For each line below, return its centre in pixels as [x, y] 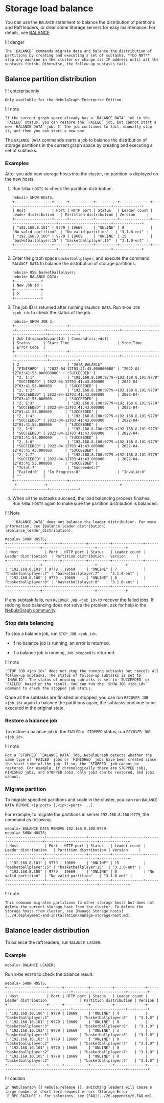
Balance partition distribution [51, 79]
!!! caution [15, 1078]
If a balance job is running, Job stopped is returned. [64, 653]
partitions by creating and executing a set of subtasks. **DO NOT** [78, 55]
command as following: [29, 819]
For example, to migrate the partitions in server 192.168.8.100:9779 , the [77, 814]
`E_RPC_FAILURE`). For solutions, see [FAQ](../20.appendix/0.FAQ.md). [80, 1096]
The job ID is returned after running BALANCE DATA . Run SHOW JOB [76, 307]
